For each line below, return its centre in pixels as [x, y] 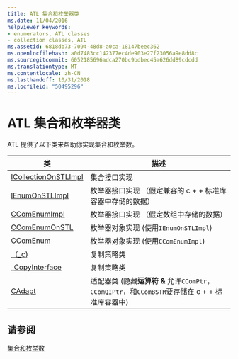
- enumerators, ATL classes [49, 34]
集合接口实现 [112, 178]
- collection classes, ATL [47, 40]
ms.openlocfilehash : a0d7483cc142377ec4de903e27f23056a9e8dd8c [103, 54]
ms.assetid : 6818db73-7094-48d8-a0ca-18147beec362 [84, 47]
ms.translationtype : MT [42, 67]
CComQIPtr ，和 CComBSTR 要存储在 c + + [152, 292]
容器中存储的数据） [122, 201]
